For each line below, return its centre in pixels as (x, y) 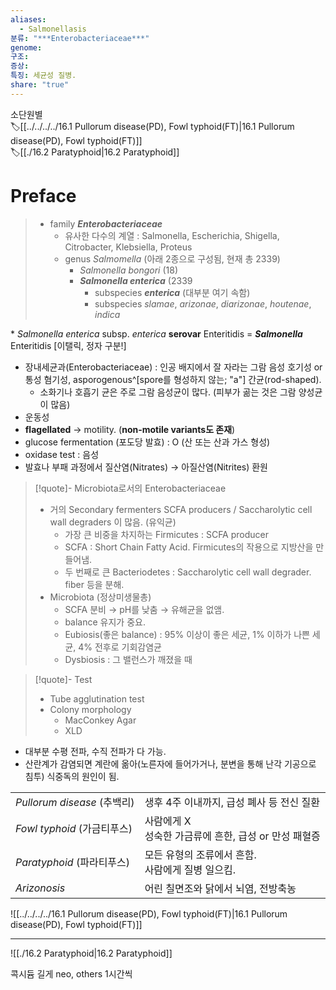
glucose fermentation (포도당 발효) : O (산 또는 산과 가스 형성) (147, 442)
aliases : (28, 19)
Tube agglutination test (97, 698)
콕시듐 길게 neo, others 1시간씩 (71, 973)
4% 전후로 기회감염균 (120, 647)
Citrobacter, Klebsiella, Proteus (128, 247)
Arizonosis (40, 888)
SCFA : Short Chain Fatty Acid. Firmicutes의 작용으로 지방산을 (189, 547)
